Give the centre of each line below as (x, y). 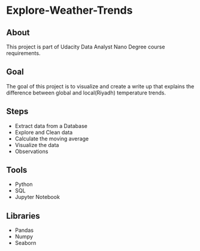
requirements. (23, 53)
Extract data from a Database (51, 125)
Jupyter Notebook (37, 197)
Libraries (23, 216)
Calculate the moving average (52, 139)
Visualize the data (37, 145)
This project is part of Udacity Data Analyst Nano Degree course (86, 47)
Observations (31, 151)
